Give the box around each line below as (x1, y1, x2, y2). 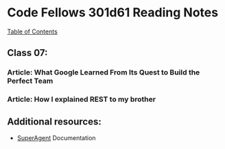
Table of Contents (7, 27, 58, 36)
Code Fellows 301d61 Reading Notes (7, 5, 218, 21)
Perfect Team (7, 77, 54, 86)
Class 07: (7, 47, 48, 59)
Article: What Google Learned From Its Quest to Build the (7, 68, 200, 77)
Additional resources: (7, 116, 102, 127)
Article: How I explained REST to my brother (7, 94, 156, 104)
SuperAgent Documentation (16, 133, 96, 141)
